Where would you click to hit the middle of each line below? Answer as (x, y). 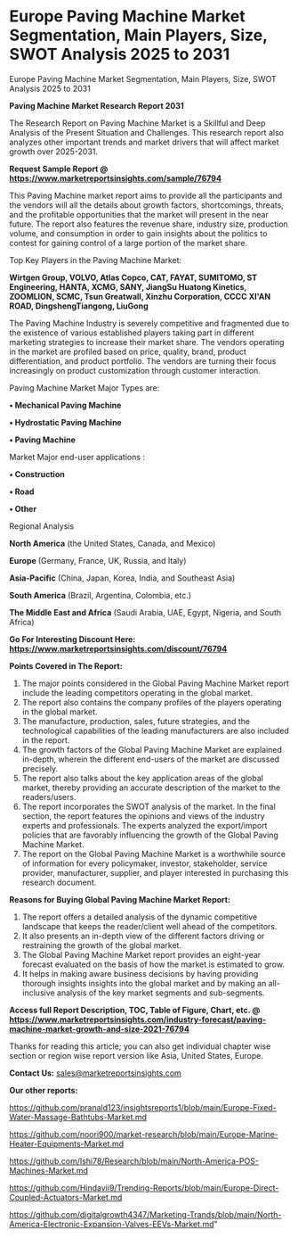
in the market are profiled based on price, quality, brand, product (128, 351)
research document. (59, 882)
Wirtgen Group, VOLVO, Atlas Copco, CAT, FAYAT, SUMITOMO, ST (133, 277)
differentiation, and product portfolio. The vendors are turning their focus (143, 361)
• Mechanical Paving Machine (65, 405)
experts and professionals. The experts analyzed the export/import (145, 825)
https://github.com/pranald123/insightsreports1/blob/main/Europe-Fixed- (143, 1107)
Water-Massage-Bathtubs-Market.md (78, 1117)
